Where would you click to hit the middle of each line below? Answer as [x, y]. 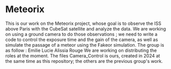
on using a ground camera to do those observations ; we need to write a [81, 34]
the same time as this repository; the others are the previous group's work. [84, 61]
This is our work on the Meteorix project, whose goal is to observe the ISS [83, 23]
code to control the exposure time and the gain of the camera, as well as [82, 40]
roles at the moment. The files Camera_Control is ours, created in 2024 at [83, 56]
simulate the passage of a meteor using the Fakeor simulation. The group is [85, 45]
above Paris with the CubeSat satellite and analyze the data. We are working [86, 28]
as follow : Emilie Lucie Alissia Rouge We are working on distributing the [81, 50]
